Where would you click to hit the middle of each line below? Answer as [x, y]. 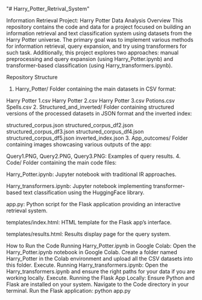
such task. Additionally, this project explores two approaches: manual [93, 53]
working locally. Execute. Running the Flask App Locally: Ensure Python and [100, 278]
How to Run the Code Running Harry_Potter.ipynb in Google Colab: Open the [101, 246]
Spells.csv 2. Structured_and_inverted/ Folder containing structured [90, 107]
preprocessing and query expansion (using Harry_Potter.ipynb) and [90, 59]
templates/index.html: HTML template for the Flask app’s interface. [89, 222]
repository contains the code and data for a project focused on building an [99, 27]
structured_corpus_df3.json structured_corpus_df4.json [75, 132]
